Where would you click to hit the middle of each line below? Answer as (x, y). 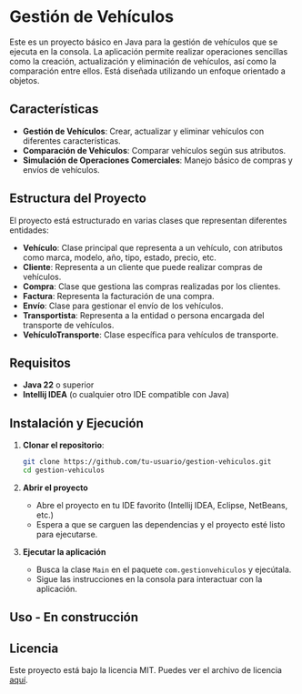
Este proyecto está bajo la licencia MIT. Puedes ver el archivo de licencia (146, 670)
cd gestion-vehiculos (63, 470)
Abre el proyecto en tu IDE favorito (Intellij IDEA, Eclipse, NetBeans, (162, 505)
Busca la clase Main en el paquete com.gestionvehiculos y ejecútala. (164, 569)
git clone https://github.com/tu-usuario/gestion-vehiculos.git (147, 462)
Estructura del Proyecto (78, 199)
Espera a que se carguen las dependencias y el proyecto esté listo (161, 524)
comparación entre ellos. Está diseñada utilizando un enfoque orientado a (148, 71)
